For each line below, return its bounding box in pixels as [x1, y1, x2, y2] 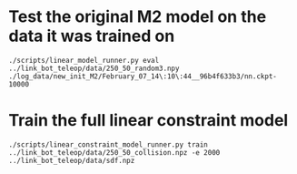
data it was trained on [8, 26, 175, 46]
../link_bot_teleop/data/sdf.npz [8, 156, 135, 165]
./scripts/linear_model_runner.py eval [8, 56, 160, 65]
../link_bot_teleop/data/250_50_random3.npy [8, 64, 180, 73]
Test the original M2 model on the [8, 6, 267, 27]
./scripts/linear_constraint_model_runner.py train [8, 139, 208, 149]
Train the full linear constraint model [8, 110, 289, 131]
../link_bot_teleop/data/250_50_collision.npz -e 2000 [8, 148, 221, 157]
